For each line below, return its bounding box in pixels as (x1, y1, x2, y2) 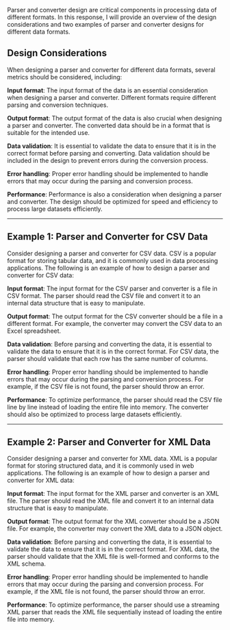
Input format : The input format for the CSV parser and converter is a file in (7, 284, 218, 292)
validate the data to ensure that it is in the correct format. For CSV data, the (7, 347, 219, 355)
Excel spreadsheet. (7, 327, 62, 335)
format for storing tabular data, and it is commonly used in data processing (7, 256, 218, 264)
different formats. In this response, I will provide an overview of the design (7, 13, 217, 21)
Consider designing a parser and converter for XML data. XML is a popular (7, 455, 218, 463)
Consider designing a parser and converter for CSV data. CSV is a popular (7, 249, 217, 257)
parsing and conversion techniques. (7, 101, 108, 109)
